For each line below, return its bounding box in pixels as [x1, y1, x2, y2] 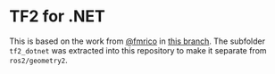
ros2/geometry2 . [9, 54, 69, 65]
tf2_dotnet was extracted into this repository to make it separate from [9, 45, 267, 55]
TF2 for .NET [9, 6, 105, 27]
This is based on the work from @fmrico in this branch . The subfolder [9, 36, 266, 46]
